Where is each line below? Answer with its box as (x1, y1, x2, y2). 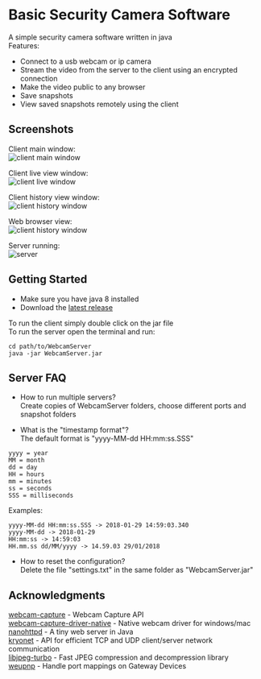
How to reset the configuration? (19, 557, 126, 566)
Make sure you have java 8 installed (19, 294, 139, 304)
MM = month (8, 457, 45, 465)
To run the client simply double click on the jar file (8, 318, 174, 328)
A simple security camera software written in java (8, 32, 173, 42)
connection (19, 73, 58, 83)
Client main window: (8, 143, 77, 154)
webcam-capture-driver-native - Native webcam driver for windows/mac (8, 619, 251, 628)
